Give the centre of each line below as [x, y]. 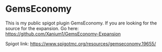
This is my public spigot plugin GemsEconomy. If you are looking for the [81, 23]
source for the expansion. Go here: [42, 28]
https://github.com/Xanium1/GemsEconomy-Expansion [63, 34]
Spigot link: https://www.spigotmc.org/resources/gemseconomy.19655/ [81, 43]
